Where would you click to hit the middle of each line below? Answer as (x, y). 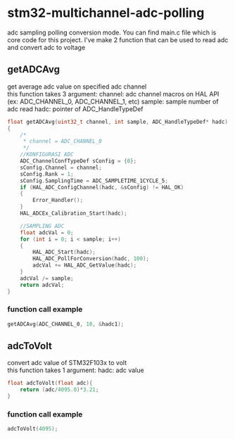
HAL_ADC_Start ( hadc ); (64, 252)
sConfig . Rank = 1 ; (47, 174)
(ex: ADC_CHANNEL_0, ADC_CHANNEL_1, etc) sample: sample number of (113, 101)
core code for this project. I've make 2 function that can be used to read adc (118, 39)
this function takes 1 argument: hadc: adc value (76, 370)
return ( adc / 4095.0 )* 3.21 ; (59, 390)
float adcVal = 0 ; (47, 233)
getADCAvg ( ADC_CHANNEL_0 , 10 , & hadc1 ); (66, 324)
